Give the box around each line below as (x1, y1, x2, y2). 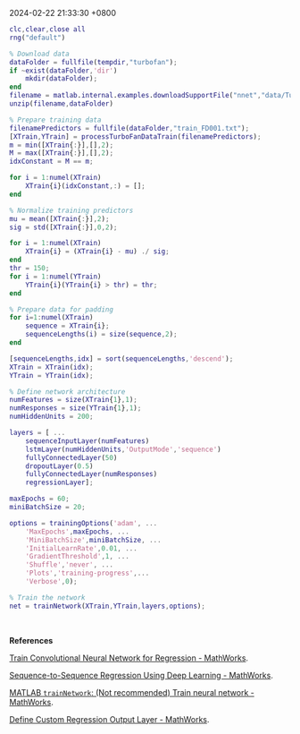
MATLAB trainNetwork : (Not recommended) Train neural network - (9, 687, 254, 697)
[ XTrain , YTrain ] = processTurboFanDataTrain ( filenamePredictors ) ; (9, 132, 262, 141)
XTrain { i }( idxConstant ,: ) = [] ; (25, 182, 146, 191)
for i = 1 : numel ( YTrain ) (9, 272, 102, 281)
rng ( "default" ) (9, 33, 66, 42)
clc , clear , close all (9, 25, 87, 34)
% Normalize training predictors (9, 206, 134, 215)
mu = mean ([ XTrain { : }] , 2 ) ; (9, 214, 110, 223)
